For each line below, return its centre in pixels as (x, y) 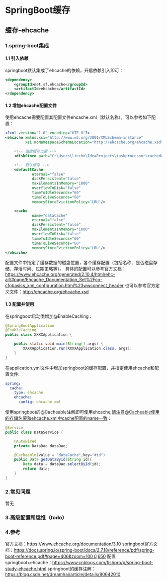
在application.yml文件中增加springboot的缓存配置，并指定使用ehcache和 (80, 368)
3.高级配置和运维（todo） (36, 518)
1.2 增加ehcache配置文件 (31, 105)
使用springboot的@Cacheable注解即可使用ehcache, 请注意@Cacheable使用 (83, 412)
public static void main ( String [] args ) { (59, 344)
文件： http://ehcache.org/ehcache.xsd (49, 292)
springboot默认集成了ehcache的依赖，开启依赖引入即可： (64, 70)
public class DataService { (34, 432)
